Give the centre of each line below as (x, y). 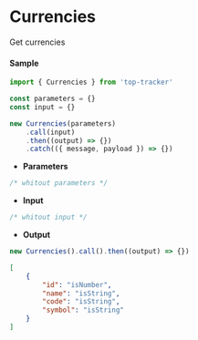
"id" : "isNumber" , (77, 284)
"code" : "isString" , (81, 302)
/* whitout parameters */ (58, 183)
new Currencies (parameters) (63, 124)
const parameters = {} (52, 99)
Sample (24, 63)
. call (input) (51, 132)
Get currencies (37, 42)
